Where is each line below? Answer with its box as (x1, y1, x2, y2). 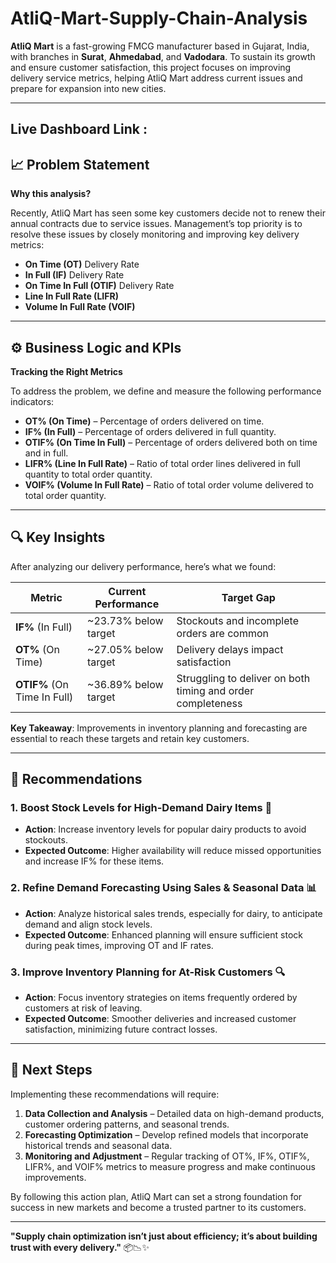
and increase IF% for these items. (24, 855, 165, 867)
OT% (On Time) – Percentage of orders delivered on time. (24, 415, 265, 427)
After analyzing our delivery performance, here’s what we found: (10, 560, 277, 572)
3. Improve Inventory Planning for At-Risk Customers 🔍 (10, 965, 286, 979)
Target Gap (221, 590, 276, 604)
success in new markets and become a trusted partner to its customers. (10, 1201, 307, 1213)
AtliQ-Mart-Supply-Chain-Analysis (10, 7, 308, 30)
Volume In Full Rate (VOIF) (24, 301, 136, 313)
